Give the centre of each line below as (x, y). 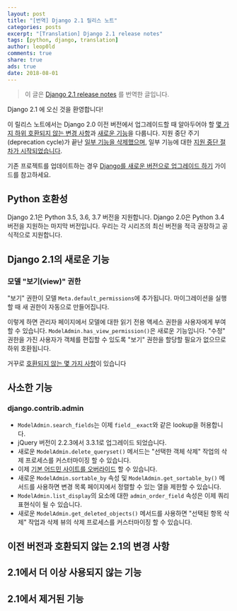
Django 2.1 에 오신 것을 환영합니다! (56, 109)
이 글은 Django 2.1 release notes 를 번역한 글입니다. (97, 94)
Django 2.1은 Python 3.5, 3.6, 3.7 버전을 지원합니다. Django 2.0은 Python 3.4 (116, 217)
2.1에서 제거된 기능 (46, 599)
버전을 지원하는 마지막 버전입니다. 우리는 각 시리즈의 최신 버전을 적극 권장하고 (114, 226)
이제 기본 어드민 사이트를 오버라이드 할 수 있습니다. (87, 469)
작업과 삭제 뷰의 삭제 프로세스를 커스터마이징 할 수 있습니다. (110, 522)
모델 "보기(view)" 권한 (44, 281)
